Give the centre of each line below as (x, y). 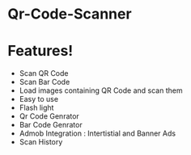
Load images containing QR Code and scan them (101, 90)
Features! (40, 51)
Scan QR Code (44, 73)
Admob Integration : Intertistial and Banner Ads (97, 133)
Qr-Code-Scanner (70, 14)
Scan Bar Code (45, 82)
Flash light (36, 108)
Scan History (41, 142)
